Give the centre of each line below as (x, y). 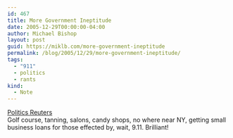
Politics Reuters (30, 113)
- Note (23, 92)
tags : (15, 60)
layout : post (26, 40)
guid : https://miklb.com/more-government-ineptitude (86, 46)
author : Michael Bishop (42, 33)
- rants (25, 79)
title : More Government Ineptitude (59, 20)
